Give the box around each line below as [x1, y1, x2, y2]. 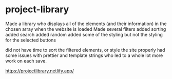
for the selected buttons [5, 37, 56, 43]
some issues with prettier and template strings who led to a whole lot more [5, 52, 163, 58]
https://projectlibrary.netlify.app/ [5, 68, 74, 74]
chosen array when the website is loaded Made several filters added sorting [5, 26, 166, 32]
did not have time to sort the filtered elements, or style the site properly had [5, 47, 165, 53]
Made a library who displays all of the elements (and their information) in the [5, 21, 167, 27]
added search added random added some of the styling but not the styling [5, 31, 163, 37]
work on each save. [5, 57, 47, 64]
